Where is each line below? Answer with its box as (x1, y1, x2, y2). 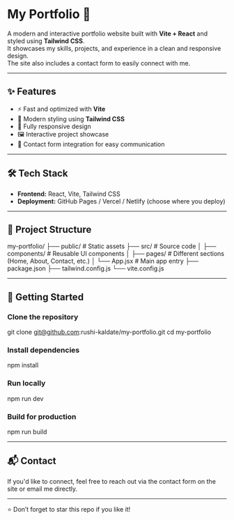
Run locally (7, 378, 46, 388)
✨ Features (7, 86, 56, 98)
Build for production (7, 411, 77, 421)
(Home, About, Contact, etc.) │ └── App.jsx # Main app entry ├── (7, 257, 198, 266)
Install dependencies (7, 345, 80, 355)
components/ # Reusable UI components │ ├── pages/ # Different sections (7, 250, 225, 258)
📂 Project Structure (7, 223, 92, 236)
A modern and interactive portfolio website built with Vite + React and (7, 29, 208, 38)
